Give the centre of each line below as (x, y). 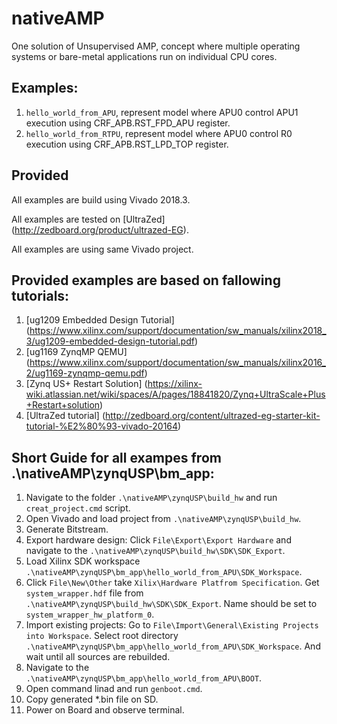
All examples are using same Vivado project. (102, 249)
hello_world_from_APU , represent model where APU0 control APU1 (162, 112)
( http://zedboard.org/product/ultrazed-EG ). (100, 229)
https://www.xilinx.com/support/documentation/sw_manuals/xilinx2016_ (178, 363)
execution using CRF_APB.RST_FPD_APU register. (128, 123)
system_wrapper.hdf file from (84, 593)
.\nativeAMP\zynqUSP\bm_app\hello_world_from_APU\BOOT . (144, 678)
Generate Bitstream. (67, 529)
